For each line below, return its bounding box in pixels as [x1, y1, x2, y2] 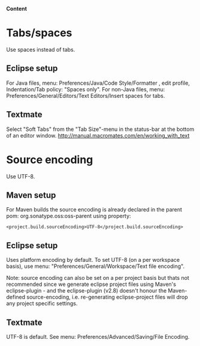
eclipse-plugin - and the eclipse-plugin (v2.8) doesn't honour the [6, 287, 167, 294]
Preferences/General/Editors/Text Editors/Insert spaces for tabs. [6, 92, 165, 99]
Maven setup [6, 190, 56, 200]
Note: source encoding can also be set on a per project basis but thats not [6, 275, 190, 282]
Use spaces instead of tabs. [6, 46, 75, 53]
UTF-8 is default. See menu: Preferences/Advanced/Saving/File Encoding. [6, 333, 190, 340]
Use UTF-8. [6, 172, 35, 180]
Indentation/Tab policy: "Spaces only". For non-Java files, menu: [6, 85, 165, 93]
